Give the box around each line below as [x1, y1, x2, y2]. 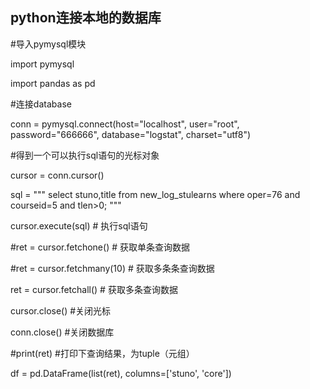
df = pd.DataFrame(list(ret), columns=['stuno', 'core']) [10, 367, 232, 379]
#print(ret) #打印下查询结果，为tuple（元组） [10, 347, 195, 359]
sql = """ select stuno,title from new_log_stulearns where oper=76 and [10, 188, 301, 200]
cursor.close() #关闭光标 [10, 304, 112, 317]
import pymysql [10, 58, 75, 70]
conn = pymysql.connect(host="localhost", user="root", [10, 118, 240, 130]
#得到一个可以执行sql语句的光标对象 [10, 149, 160, 161]
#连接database [10, 98, 72, 110]
